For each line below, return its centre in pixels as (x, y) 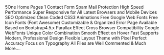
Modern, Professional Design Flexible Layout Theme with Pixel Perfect (76, 38)
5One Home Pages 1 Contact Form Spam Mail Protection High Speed (74, 7)
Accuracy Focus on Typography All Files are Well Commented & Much (76, 43)
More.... (13, 48)
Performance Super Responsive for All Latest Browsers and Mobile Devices (81, 12)
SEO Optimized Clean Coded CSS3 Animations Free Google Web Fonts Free (82, 17)
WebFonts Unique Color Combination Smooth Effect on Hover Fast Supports (82, 33)
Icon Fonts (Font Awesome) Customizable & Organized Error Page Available (81, 22)
